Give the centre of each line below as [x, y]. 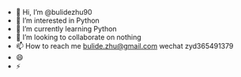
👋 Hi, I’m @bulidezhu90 [54, 12]
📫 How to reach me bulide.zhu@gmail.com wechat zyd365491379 [124, 46]
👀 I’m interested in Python [58, 20]
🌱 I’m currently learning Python [66, 29]
